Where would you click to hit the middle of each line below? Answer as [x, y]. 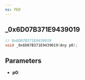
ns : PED [13, 10]
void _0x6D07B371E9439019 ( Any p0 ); [42, 45]
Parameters [23, 61]
